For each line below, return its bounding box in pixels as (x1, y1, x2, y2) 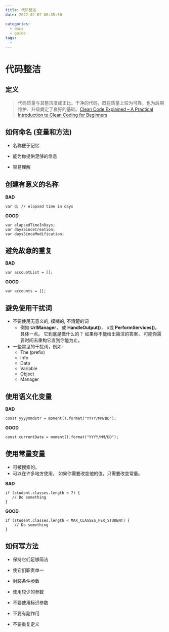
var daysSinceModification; (5, 231, 65, 237)
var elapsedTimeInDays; (5, 222, 56, 227)
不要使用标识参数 (12, 600, 49, 606)
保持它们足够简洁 (12, 556, 49, 562)
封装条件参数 (12, 578, 39, 584)
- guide (10, 31, 26, 36)
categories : (5, 21, 30, 26)
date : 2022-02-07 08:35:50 (5, 12, 62, 17)
